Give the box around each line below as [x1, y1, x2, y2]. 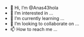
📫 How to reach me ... [10, 26, 58, 32]
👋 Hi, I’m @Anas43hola [10, 5, 59, 10]
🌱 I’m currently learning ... [10, 15, 65, 21]
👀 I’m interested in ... [10, 10, 53, 16]
